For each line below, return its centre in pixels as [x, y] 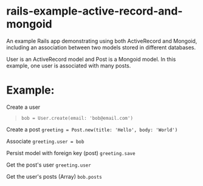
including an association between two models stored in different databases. [101, 47]
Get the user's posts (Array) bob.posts [54, 176]
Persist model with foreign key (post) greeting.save [71, 153]
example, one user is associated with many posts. [69, 66]
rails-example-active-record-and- [95, 11]
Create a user [23, 107]
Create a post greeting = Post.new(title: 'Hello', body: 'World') [92, 129]
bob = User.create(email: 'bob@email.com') [77, 118]
